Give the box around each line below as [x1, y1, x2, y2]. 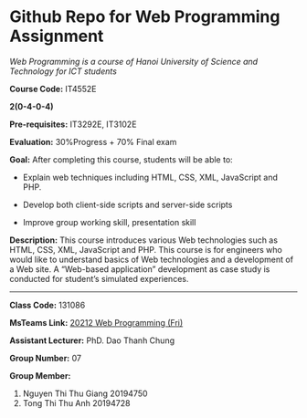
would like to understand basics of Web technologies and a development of [9, 254, 294, 265]
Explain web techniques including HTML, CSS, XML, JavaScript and [22, 172, 279, 183]
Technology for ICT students [9, 66, 117, 77]
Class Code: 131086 [9, 299, 86, 310]
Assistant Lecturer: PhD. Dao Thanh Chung [9, 335, 175, 346]
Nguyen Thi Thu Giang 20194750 [22, 388, 148, 399]
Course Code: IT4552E [9, 83, 98, 94]
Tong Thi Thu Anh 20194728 [22, 397, 131, 408]
